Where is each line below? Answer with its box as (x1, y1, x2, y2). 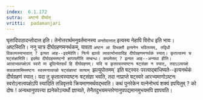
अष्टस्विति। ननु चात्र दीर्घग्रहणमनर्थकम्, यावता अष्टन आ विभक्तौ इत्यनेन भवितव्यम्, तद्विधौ (6, 44, 170, 51)
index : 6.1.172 (6, 8, 47, 15)
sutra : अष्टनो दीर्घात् (6, 15, 52, 21)
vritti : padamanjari (6, 20, 61, 26)
